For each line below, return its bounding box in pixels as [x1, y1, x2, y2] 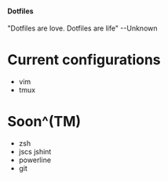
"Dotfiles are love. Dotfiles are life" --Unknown [7, 24, 158, 33]
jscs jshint [18, 147, 52, 157]
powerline [18, 155, 52, 165]
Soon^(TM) [7, 113, 82, 131]
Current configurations [7, 51, 162, 69]
